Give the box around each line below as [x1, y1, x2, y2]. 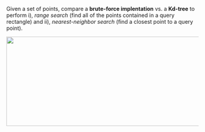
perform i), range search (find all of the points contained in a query [6, 12, 175, 19]
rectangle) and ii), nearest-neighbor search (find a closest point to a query [6, 18, 193, 25]
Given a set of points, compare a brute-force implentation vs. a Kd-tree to [6, 5, 195, 12]
